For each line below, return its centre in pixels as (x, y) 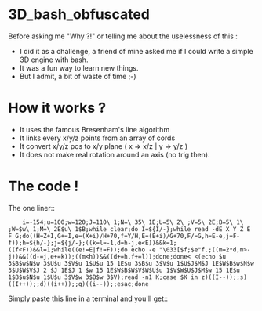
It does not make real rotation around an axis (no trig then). (115, 154)
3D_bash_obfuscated (79, 14)
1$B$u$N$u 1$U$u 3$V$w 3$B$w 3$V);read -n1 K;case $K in (103, 277)
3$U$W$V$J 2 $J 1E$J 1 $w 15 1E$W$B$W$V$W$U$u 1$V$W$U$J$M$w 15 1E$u (124, 270)
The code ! (44, 186)
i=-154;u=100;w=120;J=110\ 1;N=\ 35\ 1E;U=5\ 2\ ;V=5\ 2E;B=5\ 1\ (133, 222)
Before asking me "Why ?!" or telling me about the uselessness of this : (123, 36)
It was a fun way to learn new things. (79, 67)
